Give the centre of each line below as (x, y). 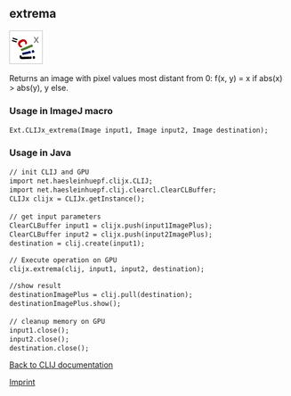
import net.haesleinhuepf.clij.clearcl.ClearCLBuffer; (113, 190)
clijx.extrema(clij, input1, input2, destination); (107, 269)
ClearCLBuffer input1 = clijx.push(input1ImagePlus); (111, 226)
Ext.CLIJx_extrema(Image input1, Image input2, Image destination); (139, 131)
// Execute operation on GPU (63, 260)
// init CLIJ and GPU (49, 172)
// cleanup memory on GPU (57, 322)
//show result (36, 286)
